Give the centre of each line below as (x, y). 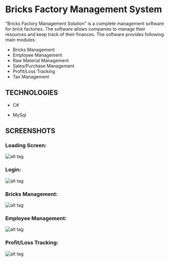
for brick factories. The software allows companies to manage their (75, 29)
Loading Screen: (26, 145)
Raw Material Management (41, 60)
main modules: (21, 40)
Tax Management (31, 76)
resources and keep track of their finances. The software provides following (84, 34)
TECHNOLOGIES (32, 93)
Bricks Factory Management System (84, 9)
